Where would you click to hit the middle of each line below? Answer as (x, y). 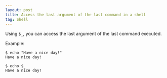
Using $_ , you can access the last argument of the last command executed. (83, 34)
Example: (15, 44)
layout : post (19, 10)
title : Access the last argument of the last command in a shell (75, 15)
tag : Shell (17, 19)
